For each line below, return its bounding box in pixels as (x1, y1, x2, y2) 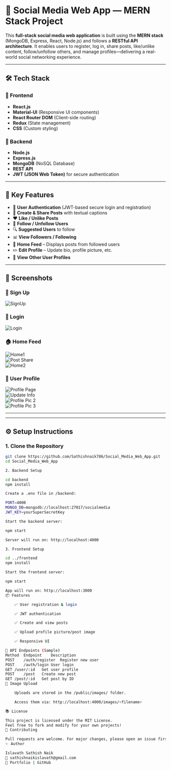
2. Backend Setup (5, 468, 42, 473)
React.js (12, 103, 31, 110)
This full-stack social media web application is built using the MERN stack (5, 32, 164, 38)
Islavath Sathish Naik (5, 751, 53, 756)
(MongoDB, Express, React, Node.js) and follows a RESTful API (5, 38, 138, 44)
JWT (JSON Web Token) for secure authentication (12, 171, 120, 177)
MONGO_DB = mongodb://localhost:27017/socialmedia (5, 505, 110, 510)
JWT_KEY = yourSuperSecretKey (5, 510, 65, 515)
